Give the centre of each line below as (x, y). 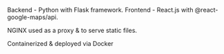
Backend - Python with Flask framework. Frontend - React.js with (100, 10)
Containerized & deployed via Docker (60, 43)
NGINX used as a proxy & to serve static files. (72, 30)
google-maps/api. (33, 17)
